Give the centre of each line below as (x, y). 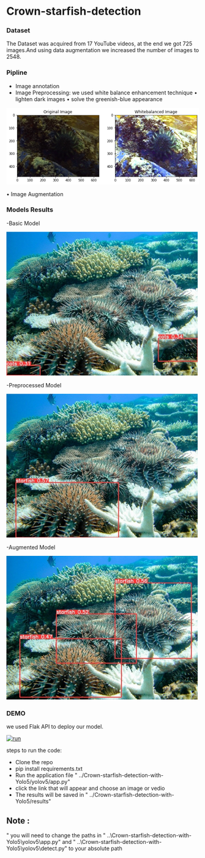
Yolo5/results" (33, 802)
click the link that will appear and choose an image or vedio (90, 788)
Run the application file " (46, 775)
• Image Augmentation (35, 194)
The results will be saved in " (52, 795)
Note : (18, 820)
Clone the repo (34, 762)
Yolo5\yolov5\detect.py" (37, 849)
